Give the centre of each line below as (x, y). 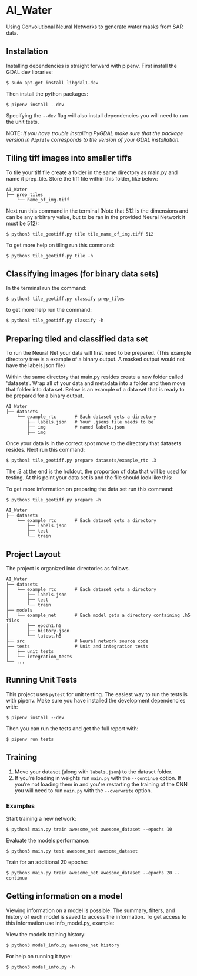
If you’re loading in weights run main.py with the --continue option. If (98, 778)
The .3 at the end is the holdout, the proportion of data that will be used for (97, 471)
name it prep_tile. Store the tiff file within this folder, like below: (82, 178)
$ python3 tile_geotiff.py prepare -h (54, 500)
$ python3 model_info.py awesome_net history (63, 945)
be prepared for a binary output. (45, 396)
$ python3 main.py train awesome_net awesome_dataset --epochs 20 (89, 873)
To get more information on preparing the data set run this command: (90, 489)
